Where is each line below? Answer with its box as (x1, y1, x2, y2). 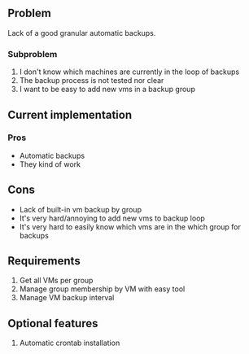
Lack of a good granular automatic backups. (7, 28, 156, 37)
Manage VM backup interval (19, 293, 115, 303)
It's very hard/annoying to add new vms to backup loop (19, 213, 205, 223)
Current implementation (7, 107, 132, 121)
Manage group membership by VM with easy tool (19, 284, 186, 294)
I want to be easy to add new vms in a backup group (19, 85, 196, 94)
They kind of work (19, 159, 81, 169)
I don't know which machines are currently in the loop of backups (19, 67, 240, 76)
